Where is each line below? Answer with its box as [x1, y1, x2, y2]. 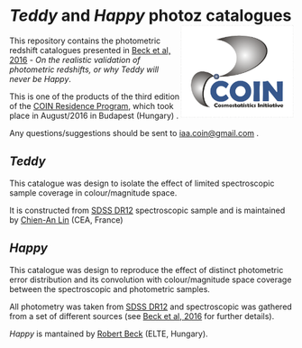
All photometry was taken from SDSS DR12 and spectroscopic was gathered [9, 301, 293, 312]
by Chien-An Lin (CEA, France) [9, 214, 124, 225]
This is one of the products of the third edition [9, 91, 180, 102]
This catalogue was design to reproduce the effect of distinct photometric [9, 264, 284, 275]
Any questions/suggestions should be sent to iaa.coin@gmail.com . [9, 127, 260, 138]
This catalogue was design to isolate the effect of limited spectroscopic [9, 178, 275, 188]
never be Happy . [9, 73, 72, 84]
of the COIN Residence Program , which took [9, 100, 174, 111]
